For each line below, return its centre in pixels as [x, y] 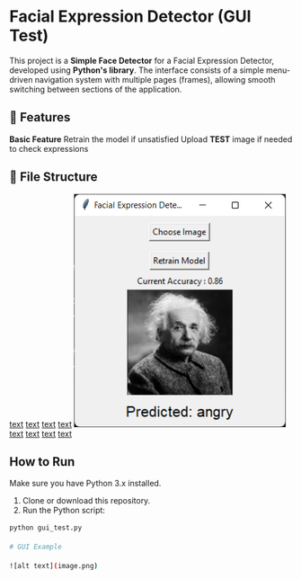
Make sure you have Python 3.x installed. [85, 484]
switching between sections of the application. [96, 89]
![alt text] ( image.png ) [54, 566]
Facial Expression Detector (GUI [130, 17]
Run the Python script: [64, 511]
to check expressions [49, 148]
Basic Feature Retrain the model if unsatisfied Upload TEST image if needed [151, 139]
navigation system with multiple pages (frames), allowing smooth [155, 79]
